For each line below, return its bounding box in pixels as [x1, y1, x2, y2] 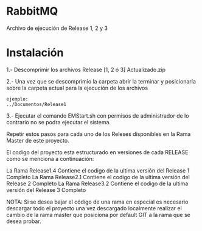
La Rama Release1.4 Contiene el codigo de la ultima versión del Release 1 [6, 166, 190, 174]
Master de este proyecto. [6, 137, 69, 144]
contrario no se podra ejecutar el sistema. [6, 118, 111, 126]
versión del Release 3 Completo [6, 186, 86, 193]
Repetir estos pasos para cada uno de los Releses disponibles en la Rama [6, 130, 191, 138]
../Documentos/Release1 [6, 101, 67, 107]
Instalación [6, 46, 64, 60]
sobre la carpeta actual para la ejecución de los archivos [6, 84, 148, 91]
